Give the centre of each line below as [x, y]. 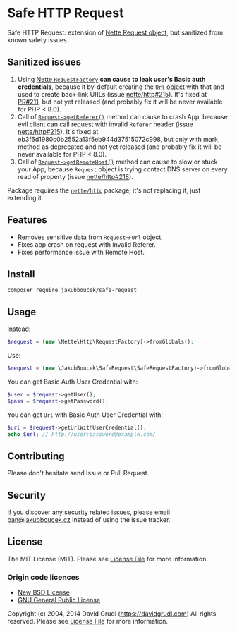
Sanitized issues [44, 62]
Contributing [36, 456]
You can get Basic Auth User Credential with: [73, 382]
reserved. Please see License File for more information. [87, 621]
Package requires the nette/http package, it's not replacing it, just [104, 190]
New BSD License [44, 592]
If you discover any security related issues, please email [89, 512]
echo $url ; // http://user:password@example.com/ [82, 434]
